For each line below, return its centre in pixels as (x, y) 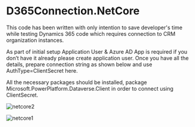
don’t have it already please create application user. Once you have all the (97, 58)
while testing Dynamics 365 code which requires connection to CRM (91, 33)
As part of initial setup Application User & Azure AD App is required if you (97, 51)
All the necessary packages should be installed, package (76, 82)
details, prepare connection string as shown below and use (79, 64)
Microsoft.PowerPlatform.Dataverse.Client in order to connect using (90, 88)
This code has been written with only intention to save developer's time (94, 27)
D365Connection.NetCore (73, 11)
